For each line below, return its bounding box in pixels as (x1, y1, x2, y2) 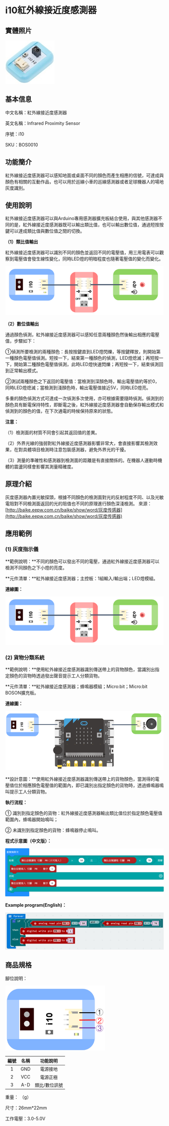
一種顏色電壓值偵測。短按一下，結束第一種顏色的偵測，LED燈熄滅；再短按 (5, 355, 159, 361)
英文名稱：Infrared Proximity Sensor (5, 120, 80, 126)
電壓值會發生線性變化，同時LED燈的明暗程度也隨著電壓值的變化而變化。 (14, 256, 163, 262)
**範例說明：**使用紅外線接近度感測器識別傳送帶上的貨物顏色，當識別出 (5, 667, 155, 673)
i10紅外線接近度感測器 (5, 5, 97, 16)
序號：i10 (5, 131, 24, 137)
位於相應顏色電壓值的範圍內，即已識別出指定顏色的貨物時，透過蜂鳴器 (14, 782, 159, 788)
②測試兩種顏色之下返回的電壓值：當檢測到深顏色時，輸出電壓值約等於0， (5, 379, 160, 385)
